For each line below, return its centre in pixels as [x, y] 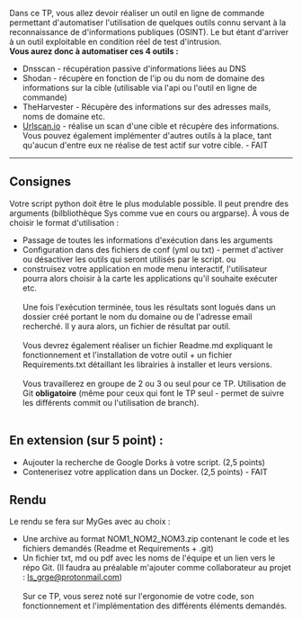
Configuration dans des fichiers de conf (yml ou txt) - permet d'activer [153, 249]
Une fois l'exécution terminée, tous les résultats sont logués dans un [149, 307]
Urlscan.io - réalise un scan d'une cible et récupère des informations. [151, 126]
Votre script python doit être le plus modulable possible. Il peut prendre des [149, 203]
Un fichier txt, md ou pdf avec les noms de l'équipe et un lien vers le [149, 558]
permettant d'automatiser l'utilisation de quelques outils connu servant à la [148, 22]
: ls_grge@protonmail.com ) [72, 577]
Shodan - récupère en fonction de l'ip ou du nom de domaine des [143, 78]
